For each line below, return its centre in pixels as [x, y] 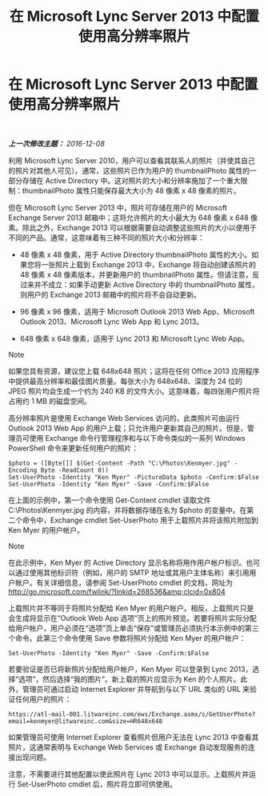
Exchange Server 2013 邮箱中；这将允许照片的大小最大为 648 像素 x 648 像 [133, 218]
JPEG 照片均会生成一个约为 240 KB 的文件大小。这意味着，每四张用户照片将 [134, 391]
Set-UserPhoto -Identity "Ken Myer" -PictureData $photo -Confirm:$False [134, 477]
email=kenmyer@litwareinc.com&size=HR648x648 [85, 721]
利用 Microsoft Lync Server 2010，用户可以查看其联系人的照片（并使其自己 [132, 160]
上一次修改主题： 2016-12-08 [57, 143]
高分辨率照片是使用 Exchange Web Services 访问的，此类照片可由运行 [124, 418]
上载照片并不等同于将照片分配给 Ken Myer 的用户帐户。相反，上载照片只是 [131, 608]
